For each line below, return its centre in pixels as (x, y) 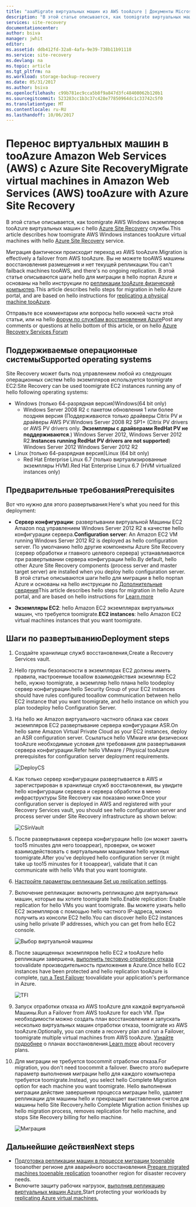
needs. (23, 1180)
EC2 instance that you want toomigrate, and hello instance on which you (101, 701)
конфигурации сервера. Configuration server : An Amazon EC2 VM (96, 534)
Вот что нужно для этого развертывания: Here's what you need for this (93, 504)
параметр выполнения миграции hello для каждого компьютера (95, 1074)
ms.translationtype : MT (35, 104)
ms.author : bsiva (27, 88)
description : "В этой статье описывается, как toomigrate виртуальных (94, 17)
